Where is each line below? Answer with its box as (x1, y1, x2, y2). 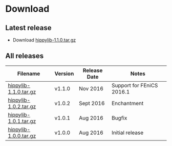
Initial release (112, 129, 144, 136)
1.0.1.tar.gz (8, 117, 36, 125)
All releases (5, 52, 44, 60)
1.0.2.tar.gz (8, 103, 36, 110)
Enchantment (112, 100, 144, 107)
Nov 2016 (78, 85, 103, 92)
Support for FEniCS (112, 82, 158, 89)
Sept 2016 (78, 100, 105, 107)
